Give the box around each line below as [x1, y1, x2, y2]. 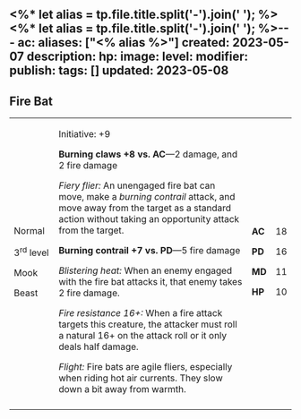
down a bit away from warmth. [57, 383, 186, 396]
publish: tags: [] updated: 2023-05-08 [9, 63, 229, 79]
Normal [13, 224, 45, 236]
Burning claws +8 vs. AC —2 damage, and [57, 148, 238, 160]
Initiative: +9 [57, 128, 111, 141]
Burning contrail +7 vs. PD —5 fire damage [57, 244, 241, 257]
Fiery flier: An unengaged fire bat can [57, 179, 216, 192]
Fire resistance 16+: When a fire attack [57, 307, 223, 320]
